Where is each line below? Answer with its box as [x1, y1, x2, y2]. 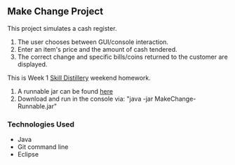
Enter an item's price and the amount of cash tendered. [17, 45, 177, 53]
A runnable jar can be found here [17, 87, 114, 95]
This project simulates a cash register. [7, 24, 117, 32]
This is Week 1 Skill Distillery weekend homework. [7, 73, 151, 82]
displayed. [17, 59, 48, 69]
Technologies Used [7, 119, 75, 129]
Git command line [17, 143, 69, 151]
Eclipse [17, 150, 39, 159]
